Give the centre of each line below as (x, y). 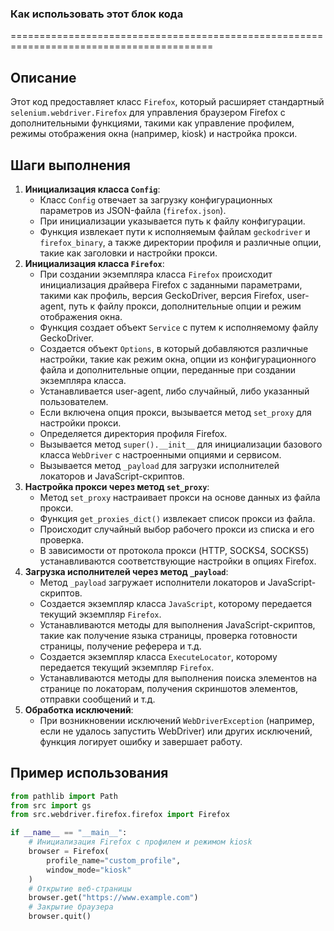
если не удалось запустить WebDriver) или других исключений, (176, 731)
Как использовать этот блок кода (97, 14)
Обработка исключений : (79, 709)
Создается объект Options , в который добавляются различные (174, 348)
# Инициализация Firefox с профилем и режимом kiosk (140, 842)
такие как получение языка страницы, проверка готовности (168, 635)
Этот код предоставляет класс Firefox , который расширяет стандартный (167, 102)
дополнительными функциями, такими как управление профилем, (152, 123)
